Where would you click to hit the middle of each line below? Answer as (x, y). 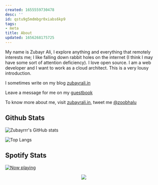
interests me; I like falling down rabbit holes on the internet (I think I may (79, 57)
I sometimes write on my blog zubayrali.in (48, 82)
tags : (11, 24)
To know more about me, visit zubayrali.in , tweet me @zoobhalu (71, 102)
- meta (12, 28)
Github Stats (25, 118)
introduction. (18, 73)
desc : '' (14, 14)
